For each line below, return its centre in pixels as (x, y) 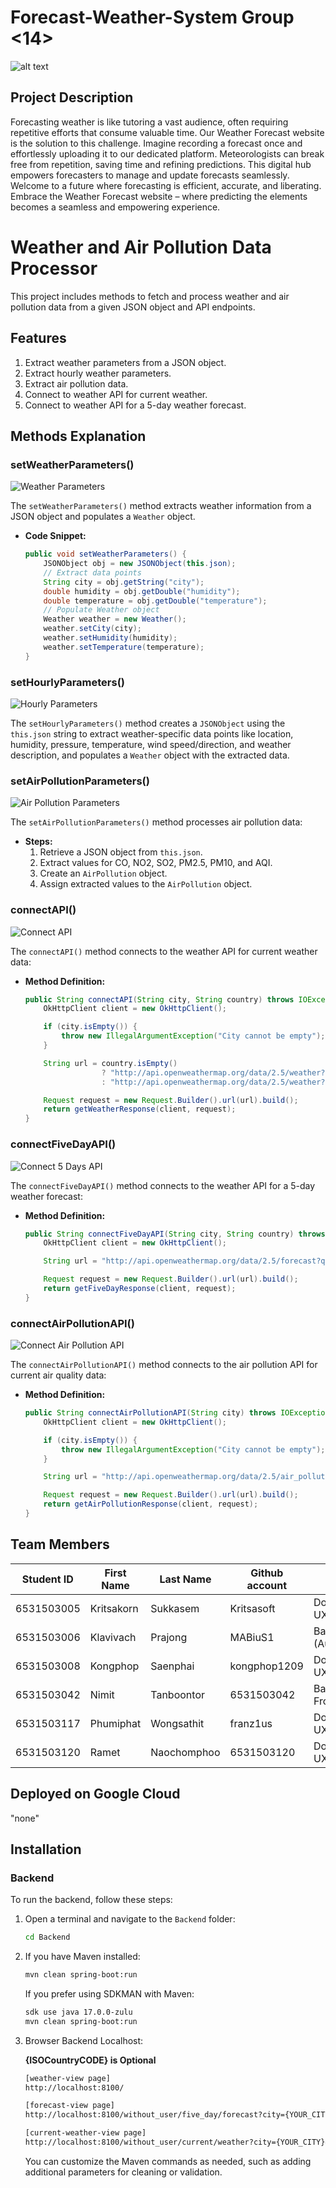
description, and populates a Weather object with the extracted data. (150, 755)
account (267, 1585)
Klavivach (113, 1637)
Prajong (169, 1637)
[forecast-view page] (69, 2106)
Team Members (60, 1544)
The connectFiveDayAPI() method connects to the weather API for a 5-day (163, 1185)
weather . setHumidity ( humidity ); (110, 638)
